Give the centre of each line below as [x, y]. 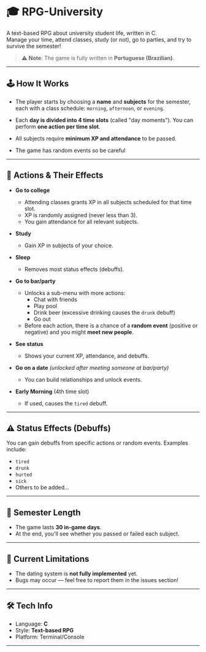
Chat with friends [55, 299]
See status [29, 343]
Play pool [45, 306]
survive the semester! [34, 46]
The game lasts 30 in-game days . [58, 527]
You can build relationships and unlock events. [83, 379]
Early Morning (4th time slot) [52, 391]
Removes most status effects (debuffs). [74, 269]
